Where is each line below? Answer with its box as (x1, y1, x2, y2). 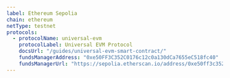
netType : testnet (6, 22, 56, 29)
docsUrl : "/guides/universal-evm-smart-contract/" (19, 48, 167, 55)
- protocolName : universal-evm (12, 35, 102, 42)
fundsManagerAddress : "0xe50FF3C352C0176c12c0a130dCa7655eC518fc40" (19, 54, 219, 61)
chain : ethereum (6, 16, 53, 23)
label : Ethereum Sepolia (6, 9, 78, 17)
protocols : (6, 28, 38, 36)
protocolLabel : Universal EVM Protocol (19, 41, 133, 48)
